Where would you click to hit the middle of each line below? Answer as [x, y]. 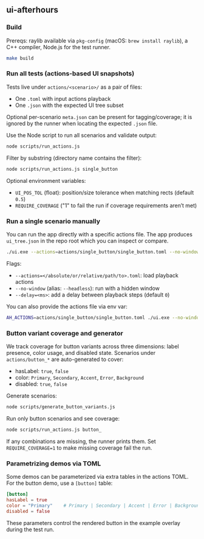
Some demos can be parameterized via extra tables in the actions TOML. [97, 477]
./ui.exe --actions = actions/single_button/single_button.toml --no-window [103, 252]
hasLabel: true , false [42, 371]
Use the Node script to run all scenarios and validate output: [81, 135]
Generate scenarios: [32, 396]
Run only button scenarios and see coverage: [63, 418]
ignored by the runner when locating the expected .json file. [82, 123]
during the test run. [30, 529]
